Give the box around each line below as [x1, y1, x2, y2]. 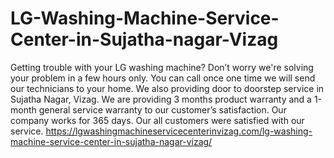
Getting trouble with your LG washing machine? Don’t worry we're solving [10, 61, 314, 73]
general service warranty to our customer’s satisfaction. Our [38, 103, 287, 116]
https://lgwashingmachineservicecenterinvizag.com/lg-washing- [45, 125, 313, 137]
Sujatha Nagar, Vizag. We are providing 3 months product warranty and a [10, 93, 312, 105]
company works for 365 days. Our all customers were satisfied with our [10, 114, 305, 126]
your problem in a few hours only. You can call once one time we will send [10, 72, 316, 84]
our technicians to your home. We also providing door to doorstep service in [10, 82, 325, 94]
